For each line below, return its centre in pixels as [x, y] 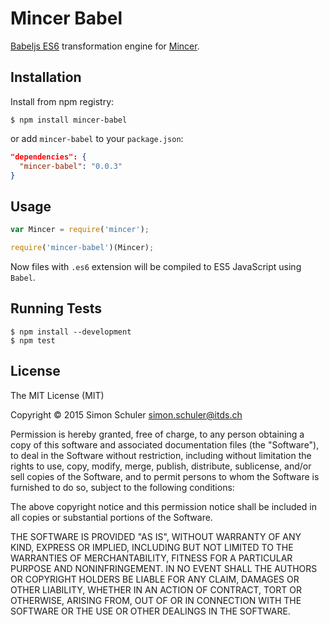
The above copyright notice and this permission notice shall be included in [163, 506]
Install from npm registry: [62, 101]
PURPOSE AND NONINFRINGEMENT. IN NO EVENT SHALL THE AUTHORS [164, 568]
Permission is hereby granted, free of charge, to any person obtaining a [157, 434]
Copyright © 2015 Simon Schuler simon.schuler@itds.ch [126, 414]
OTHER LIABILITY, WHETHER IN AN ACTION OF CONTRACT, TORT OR [156, 589]
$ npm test [33, 340]
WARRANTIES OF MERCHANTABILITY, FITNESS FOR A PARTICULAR [151, 558]
